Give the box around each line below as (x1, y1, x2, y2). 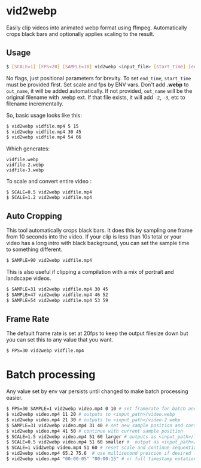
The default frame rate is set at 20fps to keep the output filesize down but (6, 330, 188, 337)
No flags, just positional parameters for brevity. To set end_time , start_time (6, 74, 191, 81)
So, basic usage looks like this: (6, 111, 82, 119)
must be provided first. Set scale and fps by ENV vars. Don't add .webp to (6, 81, 189, 88)
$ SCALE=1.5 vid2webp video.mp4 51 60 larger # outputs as (6, 433, 157, 440)
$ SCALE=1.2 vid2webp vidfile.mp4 (6, 195, 93, 201)
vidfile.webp (6, 157, 39, 163)
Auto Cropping (6, 211, 63, 221)
